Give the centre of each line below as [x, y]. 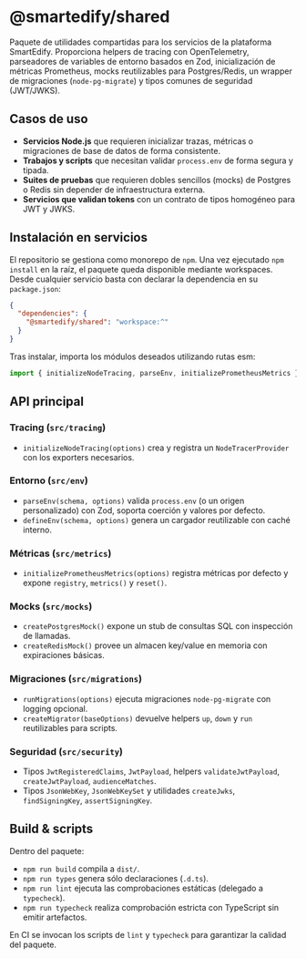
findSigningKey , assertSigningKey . [87, 800]
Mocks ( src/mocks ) [51, 606]
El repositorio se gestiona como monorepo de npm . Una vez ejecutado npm [147, 259]
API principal [47, 402]
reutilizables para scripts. [70, 727]
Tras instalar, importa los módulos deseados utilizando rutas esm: [133, 356]
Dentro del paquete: [47, 851]
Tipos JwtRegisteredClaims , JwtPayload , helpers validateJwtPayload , [151, 771]
